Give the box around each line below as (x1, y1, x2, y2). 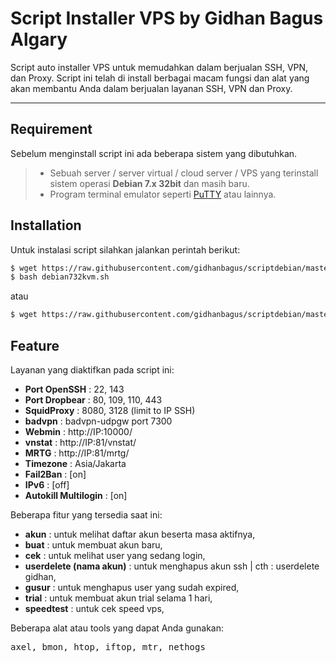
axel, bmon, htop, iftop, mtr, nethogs (10, 642, 206, 652)
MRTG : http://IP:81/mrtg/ (24, 447, 130, 459)
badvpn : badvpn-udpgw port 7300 (24, 415, 173, 427)
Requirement (10, 121, 93, 138)
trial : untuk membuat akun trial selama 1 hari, (24, 592, 213, 604)
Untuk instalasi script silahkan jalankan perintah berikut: (10, 243, 241, 256)
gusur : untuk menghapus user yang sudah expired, (24, 582, 240, 593)
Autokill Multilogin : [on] (24, 490, 128, 501)
